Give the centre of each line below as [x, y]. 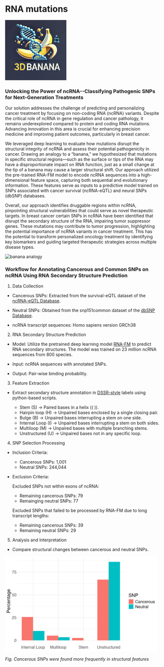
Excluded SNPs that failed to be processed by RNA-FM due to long [80, 511]
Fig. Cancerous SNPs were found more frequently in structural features [77, 659]
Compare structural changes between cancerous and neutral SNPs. [80, 550]
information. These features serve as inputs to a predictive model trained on [82, 186]
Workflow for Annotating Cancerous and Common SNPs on [77, 270]
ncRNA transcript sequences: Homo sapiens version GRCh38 [74, 325]
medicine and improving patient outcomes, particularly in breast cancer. [78, 134]
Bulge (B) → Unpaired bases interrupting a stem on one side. [81, 418]
